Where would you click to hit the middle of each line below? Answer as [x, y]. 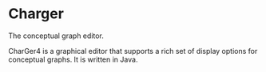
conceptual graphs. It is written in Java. [73, 59]
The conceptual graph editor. [56, 36]
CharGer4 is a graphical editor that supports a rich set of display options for [133, 51]
